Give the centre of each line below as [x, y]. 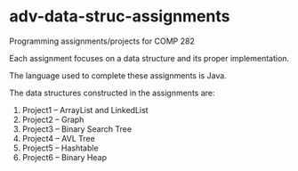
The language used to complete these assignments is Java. [118, 75]
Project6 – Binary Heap [64, 157]
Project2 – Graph [53, 119]
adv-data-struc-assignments [120, 16]
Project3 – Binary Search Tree [77, 129]
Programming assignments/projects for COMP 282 [102, 41]
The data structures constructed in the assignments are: [112, 93]
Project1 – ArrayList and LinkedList [85, 110]
